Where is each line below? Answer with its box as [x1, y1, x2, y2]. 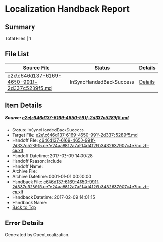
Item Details [5, 101, 42, 110]
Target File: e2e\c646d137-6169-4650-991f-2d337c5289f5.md [12, 132, 138, 138]
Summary [5, 23, 35, 31]
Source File [23, 64, 50, 71]
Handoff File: [12, 137, 38, 143]
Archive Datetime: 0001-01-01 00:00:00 [12, 174, 91, 180]
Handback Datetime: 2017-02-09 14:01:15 [12, 194, 96, 200]
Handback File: [12, 179, 43, 185]
